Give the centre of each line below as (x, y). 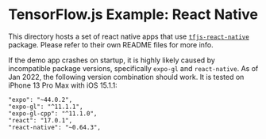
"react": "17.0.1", (40, 120)
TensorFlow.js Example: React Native (133, 15)
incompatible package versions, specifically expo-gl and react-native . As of (133, 68)
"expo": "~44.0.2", (40, 100)
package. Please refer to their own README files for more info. (111, 44)
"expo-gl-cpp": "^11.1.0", (53, 113)
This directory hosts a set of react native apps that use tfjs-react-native (129, 36)
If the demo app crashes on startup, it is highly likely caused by (112, 60)
